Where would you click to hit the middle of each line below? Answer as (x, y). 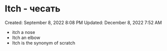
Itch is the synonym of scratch (43, 42)
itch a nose (23, 32)
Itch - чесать (33, 9)
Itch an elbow (26, 37)
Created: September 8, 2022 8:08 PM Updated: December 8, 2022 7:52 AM (83, 22)
